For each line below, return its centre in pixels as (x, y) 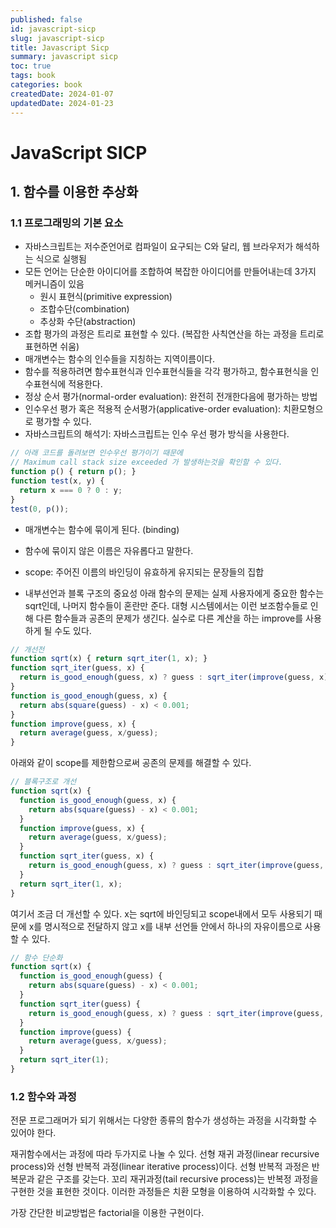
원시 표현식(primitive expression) (106, 297)
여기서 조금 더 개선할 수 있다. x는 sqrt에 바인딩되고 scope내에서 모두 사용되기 (161, 913)
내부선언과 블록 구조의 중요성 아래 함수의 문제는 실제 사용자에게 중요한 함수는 (174, 593)
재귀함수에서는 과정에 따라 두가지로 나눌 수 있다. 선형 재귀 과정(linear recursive (165, 1154)
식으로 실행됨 (61, 259)
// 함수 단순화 (36, 957)
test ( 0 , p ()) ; (40, 509)
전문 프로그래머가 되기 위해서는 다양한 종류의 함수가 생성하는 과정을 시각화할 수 (164, 1120)
